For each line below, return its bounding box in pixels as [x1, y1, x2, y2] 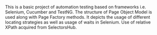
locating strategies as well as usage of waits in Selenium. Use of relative [5, 19, 151, 25]
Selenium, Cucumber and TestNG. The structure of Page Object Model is [5, 9, 152, 15]
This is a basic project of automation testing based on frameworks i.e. [5, 4, 146, 10]
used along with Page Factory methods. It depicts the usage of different [5, 14, 151, 20]
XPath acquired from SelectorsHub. [5, 24, 77, 30]
